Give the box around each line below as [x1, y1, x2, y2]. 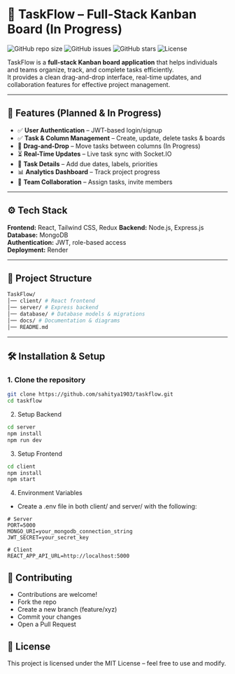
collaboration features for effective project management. [7, 80, 171, 88]
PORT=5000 [7, 522, 36, 529]
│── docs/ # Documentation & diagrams [7, 317, 120, 324]
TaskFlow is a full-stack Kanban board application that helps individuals [7, 58, 218, 66]
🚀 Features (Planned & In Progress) [7, 107, 162, 119]
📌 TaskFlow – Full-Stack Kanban [7, 6, 197, 22]
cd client [7, 463, 36, 470]
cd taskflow [7, 398, 42, 405]
